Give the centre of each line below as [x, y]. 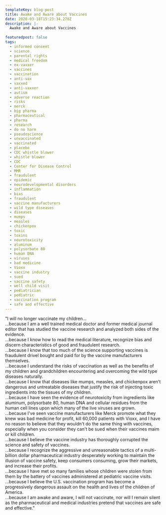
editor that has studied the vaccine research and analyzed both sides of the [82, 329]
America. [14, 492]
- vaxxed [19, 83]
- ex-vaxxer [22, 65]
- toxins [19, 235]
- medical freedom [29, 60]
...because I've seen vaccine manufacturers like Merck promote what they [81, 413]
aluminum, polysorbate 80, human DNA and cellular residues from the [76, 403]
